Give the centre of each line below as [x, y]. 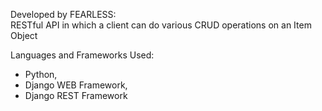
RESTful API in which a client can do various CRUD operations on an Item [161, 25]
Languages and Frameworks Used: [82, 55]
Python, [41, 74]
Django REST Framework [76, 95]
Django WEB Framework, [76, 85]
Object [24, 35]
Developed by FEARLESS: [63, 14]
